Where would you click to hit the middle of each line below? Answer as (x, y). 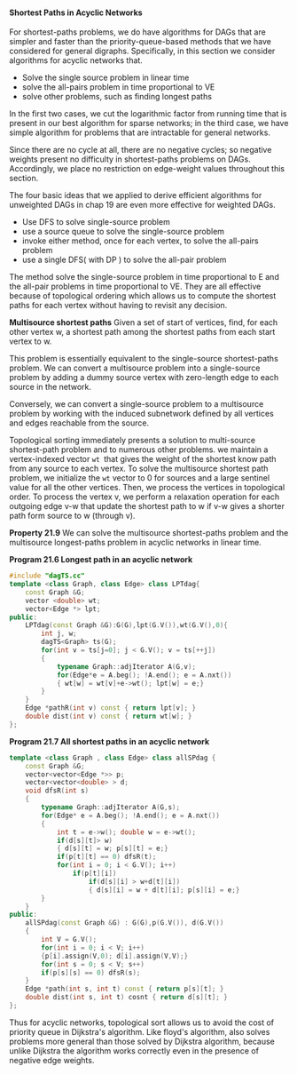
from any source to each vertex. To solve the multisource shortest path (139, 469)
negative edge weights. (52, 1060)
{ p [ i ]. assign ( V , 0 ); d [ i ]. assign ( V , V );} (115, 956)
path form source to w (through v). (72, 516)
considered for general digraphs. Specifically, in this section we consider (142, 51)
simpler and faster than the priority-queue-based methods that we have (141, 42)
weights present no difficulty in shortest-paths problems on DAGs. (130, 159)
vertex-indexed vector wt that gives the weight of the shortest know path (143, 459)
